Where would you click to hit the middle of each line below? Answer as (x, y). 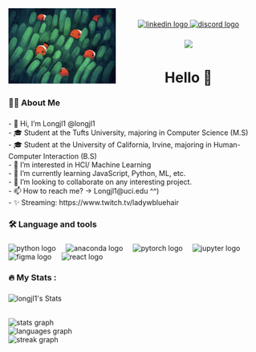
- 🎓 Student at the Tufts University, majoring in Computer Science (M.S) (128, 133)
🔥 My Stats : (33, 277)
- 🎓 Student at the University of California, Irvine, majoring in (110, 145)
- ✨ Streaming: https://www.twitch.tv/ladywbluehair (93, 202)
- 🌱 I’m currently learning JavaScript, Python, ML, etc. (97, 173)
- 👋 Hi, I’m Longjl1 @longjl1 (52, 123)
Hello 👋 (188, 78)
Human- (227, 145)
